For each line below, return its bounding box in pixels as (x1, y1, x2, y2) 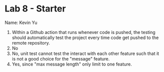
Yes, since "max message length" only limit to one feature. (11, 61, 133, 67)
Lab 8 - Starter (4, 3, 66, 14)
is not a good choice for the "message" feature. (11, 55, 110, 61)
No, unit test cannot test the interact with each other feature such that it (11, 50, 160, 56)
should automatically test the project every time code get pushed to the (11, 34, 159, 40)
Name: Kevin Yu (4, 19, 38, 25)
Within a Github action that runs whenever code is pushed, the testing (11, 29, 156, 35)
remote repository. (11, 39, 50, 45)
